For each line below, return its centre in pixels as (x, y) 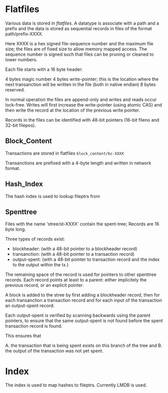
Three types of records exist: (35, 239)
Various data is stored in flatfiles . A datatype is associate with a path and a (82, 23)
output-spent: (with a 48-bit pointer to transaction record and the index (86, 259)
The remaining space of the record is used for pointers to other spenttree (81, 274)
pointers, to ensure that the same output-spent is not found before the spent (84, 321)
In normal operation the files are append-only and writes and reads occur (81, 100)
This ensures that (23, 336)
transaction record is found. (34, 326)
